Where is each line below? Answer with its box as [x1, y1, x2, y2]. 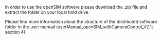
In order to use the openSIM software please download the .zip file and [5, 4, 147, 10]
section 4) [5, 29, 26, 35]
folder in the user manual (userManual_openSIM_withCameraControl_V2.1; [5, 24, 153, 30]
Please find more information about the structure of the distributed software [5, 19, 157, 24]
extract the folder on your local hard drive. [5, 9, 90, 15]
